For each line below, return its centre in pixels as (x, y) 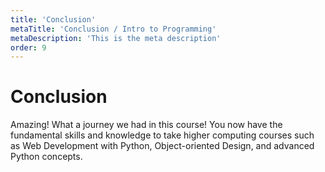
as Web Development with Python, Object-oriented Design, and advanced (162, 146)
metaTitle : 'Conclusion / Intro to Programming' (113, 29)
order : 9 (28, 47)
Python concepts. (46, 157)
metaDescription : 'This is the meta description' (116, 38)
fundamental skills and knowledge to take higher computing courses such (162, 135)
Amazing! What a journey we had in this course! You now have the (146, 125)
